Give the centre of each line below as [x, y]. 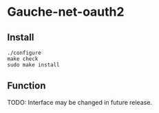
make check [23, 59]
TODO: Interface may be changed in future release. [80, 102]
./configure [24, 53]
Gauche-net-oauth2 [66, 12]
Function [26, 86]
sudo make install [33, 65]
